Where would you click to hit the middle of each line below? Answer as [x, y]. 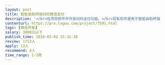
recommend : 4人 [20, 50]
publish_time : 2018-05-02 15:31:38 [41, 37]
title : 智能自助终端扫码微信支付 [35, 14]
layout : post [18, 10]
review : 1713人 [20, 42]
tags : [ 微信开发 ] [21, 28]
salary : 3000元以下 [24, 32]
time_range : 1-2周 [24, 55]
